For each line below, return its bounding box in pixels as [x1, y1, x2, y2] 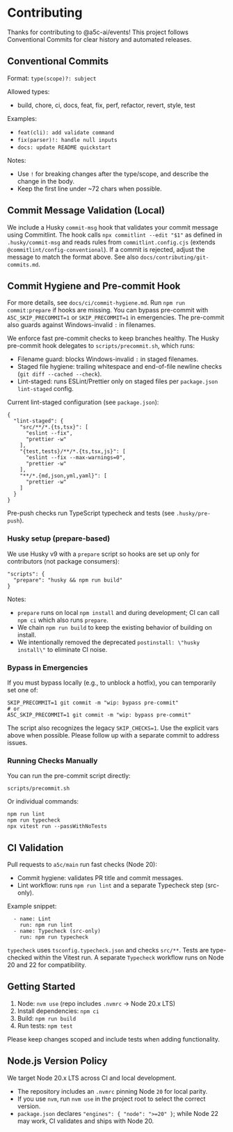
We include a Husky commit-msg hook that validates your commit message [7, 223, 218, 231]
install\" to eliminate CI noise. [17, 645, 108, 653]
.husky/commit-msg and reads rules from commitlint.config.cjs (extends [7, 238, 216, 246]
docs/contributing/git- [140, 254, 209, 261]
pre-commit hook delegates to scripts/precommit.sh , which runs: [7, 342, 195, 350]
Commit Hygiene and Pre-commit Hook [7, 280, 181, 292]
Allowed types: [7, 87, 50, 95]
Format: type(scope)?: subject [7, 74, 97, 82]
